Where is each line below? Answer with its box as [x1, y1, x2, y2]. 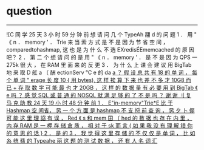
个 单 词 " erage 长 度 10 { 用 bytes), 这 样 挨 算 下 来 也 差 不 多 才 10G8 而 [6, 76, 191, 83]
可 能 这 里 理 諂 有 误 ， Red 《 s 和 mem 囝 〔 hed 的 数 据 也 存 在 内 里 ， [6, 114, 192, 121]
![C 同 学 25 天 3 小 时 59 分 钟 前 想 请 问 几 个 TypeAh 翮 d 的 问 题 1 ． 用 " [6, 30, 197, 38]
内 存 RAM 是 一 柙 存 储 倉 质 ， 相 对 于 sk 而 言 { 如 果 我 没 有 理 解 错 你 [6, 121, 193, 129]
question [6, 4, 52, 18]
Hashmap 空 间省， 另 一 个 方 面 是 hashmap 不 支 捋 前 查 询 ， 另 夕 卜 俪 [6, 106, 195, 114]
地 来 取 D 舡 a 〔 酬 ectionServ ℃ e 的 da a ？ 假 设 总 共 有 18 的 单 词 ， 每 [6, 69, 197, 76]
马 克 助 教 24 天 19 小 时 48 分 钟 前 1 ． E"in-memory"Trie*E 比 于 [6, 99, 173, 106]
